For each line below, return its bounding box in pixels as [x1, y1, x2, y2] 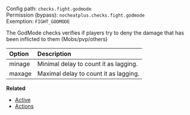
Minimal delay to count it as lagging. [37, 60, 138, 68]
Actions [14, 102, 34, 110]
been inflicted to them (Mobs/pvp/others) [6, 36, 108, 42]
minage [9, 60, 30, 68]
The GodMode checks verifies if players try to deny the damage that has [6, 29, 185, 36]
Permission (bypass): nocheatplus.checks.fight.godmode [6, 11, 145, 18]
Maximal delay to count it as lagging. [37, 70, 140, 77]
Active [14, 97, 31, 103]
